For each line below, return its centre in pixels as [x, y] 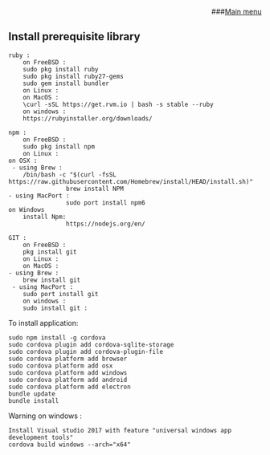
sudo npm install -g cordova [57, 337]
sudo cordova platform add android [68, 380]
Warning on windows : [45, 416]
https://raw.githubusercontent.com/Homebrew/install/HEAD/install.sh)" [131, 181]
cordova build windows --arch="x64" [70, 445]
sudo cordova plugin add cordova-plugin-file [86, 351]
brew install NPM [95, 189]
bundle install [34, 400]
